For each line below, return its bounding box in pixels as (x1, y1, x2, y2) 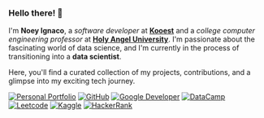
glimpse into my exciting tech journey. (8, 76, 136, 86)
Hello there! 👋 (8, 7, 63, 19)
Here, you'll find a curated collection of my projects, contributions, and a (8, 68, 251, 77)
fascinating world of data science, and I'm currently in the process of (8, 43, 240, 53)
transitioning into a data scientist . (8, 52, 122, 62)
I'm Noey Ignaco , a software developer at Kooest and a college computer (8, 26, 256, 36)
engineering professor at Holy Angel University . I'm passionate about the (8, 34, 256, 44)
